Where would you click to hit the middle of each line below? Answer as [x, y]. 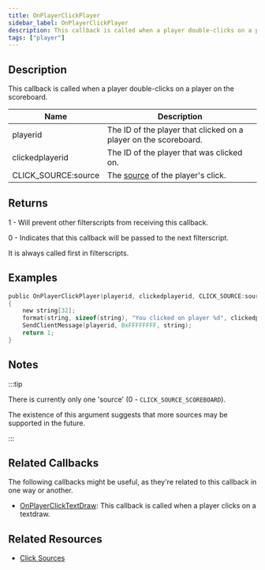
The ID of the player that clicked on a [175, 130]
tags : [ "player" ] [37, 38]
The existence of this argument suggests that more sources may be [118, 414]
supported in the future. [47, 423]
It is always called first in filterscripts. [69, 253]
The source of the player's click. [166, 176]
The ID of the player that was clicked [175, 153]
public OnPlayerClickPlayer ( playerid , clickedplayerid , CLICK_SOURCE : [127, 296]
